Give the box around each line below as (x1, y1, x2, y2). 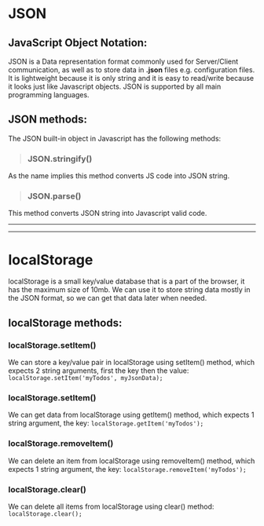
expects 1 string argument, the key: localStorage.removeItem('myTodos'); (8, 464, 247, 473)
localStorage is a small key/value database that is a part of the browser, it (8, 276, 245, 287)
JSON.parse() (27, 191, 82, 202)
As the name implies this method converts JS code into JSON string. (8, 171, 230, 181)
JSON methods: (8, 113, 88, 126)
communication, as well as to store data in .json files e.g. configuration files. (8, 65, 255, 75)
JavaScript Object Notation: (8, 36, 148, 49)
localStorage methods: (8, 316, 123, 330)
